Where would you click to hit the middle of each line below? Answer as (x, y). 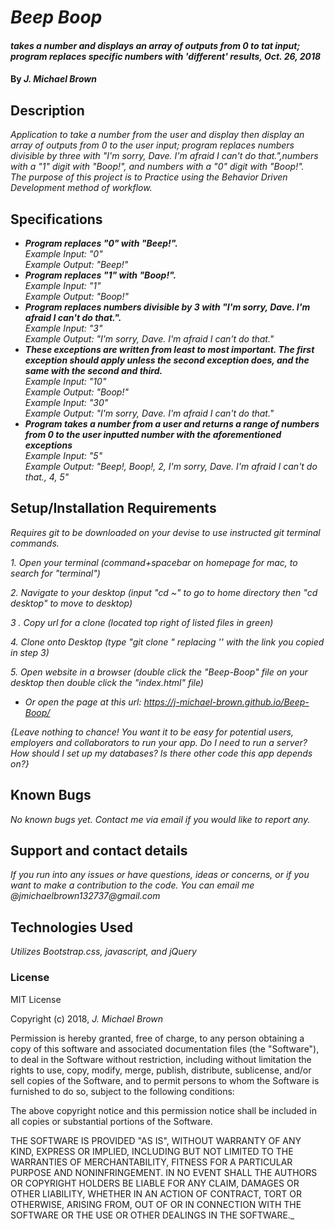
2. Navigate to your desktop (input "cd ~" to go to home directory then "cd (164, 592)
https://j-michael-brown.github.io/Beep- (226, 702)
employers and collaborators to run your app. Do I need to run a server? (159, 742)
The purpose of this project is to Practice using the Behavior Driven (149, 177)
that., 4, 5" (47, 477)
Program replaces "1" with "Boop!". (100, 275)
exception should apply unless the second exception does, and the (167, 360)
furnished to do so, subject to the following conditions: (122, 1091)
